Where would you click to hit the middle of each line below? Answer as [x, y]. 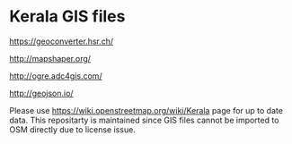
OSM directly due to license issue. [73, 129]
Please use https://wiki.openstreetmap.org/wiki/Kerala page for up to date [146, 110]
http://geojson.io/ [41, 93]
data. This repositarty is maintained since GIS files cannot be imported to [144, 120]
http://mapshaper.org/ [50, 58]
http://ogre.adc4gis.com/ [56, 76]
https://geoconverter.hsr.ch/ [62, 41]
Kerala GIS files [67, 17]
